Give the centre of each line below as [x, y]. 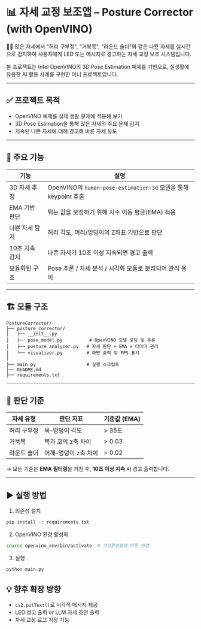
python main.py [25, 569]
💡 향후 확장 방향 [33, 590]
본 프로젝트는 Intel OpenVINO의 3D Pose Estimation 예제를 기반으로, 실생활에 [98, 66]
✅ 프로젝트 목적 [33, 100]
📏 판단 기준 [25, 400]
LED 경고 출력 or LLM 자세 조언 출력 [57, 612]
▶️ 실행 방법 [26, 495]
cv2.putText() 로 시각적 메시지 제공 [56, 605]
